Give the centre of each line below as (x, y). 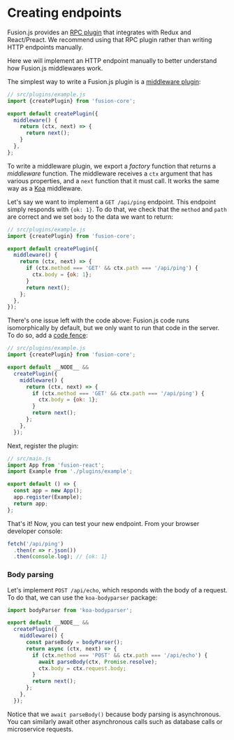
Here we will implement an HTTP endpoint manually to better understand (112, 60)
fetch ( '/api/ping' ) (36, 543)
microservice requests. (40, 729)
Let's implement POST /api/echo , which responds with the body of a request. (118, 590)
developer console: (35, 531)
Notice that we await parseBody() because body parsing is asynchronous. (114, 714)
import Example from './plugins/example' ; (70, 471)
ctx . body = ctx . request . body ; (82, 668)
